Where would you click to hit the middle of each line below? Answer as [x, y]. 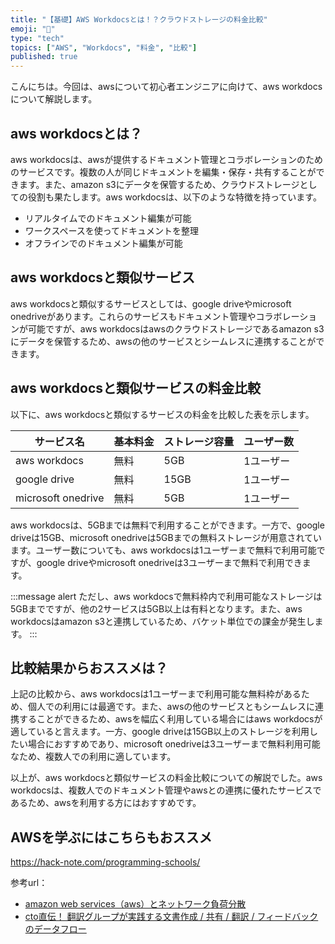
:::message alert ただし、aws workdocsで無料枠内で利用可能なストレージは [166, 596]
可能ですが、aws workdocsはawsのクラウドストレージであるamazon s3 [176, 328]
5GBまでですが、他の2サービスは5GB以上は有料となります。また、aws [156, 608]
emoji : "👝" [33, 29]
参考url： [29, 883]
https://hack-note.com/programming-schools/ [105, 862]
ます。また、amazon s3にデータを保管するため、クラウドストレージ [159, 184]
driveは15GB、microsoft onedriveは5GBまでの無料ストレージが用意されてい [166, 537]
